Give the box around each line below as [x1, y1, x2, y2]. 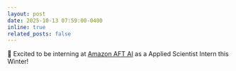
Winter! [7, 58, 29, 66]
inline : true [7, 23, 46, 31]
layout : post [7, 10, 46, 18]
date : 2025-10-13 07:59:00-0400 [7, 17, 103, 24]
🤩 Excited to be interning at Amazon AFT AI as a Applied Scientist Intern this [7, 50, 229, 58]
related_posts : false [7, 30, 72, 38]
